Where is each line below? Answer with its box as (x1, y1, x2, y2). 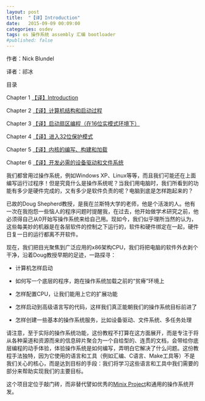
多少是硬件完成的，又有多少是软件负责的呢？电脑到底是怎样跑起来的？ (16, 187, 193, 194)
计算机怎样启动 (15, 264, 53, 271)
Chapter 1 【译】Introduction (6, 94, 78, 101)
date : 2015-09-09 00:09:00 (6, 20, 81, 26)
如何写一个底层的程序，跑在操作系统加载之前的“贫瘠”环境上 (15, 278, 165, 284)
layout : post (6, 9, 40, 15)
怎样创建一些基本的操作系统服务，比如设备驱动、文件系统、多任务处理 (15, 316, 192, 323)
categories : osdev (6, 26, 53, 32)
